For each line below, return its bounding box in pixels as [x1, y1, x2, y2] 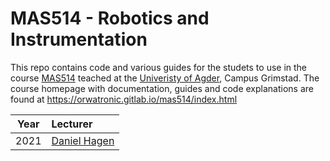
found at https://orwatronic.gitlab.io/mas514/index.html [10, 93, 238, 105]
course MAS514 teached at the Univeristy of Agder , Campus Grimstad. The [10, 72, 320, 84]
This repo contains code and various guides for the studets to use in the [10, 61, 308, 73]
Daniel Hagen [51, 133, 115, 147]
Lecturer [51, 117, 93, 131]
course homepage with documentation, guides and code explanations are [10, 82, 314, 94]
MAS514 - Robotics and [10, 7, 210, 30]
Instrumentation [10, 28, 148, 51]
